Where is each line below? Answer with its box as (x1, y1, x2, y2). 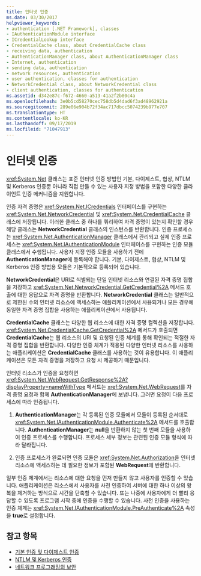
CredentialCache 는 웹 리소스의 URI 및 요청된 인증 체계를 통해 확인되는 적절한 (6, 333, 189, 341)
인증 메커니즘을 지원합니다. (22, 190, 85, 197)
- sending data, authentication (6, 64, 87, 71)
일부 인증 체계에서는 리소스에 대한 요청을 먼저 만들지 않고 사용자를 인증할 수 (6, 474, 182, 482)
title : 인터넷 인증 (6, 8, 49, 15)
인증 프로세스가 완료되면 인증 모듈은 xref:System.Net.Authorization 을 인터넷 (14, 454, 196, 461)
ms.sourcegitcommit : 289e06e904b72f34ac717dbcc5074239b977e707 (6, 104, 168, 110)
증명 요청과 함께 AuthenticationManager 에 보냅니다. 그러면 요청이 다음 (12, 391, 182, 398)
